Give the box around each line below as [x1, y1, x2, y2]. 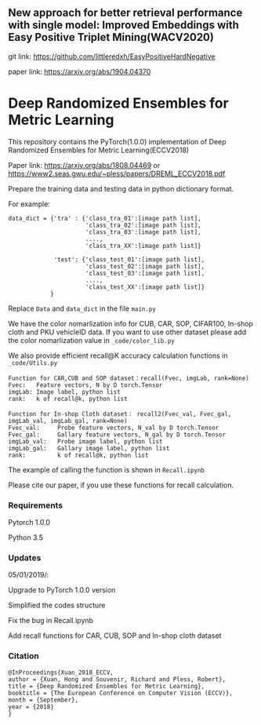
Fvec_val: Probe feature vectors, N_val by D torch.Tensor [8, 424, 219, 432]
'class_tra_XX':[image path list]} [85, 242, 201, 250]
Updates [8, 552, 42, 563]
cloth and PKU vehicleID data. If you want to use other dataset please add [8, 327, 247, 337]
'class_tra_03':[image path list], [85, 228, 201, 236]
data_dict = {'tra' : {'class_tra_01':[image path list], [8, 214, 201, 222]
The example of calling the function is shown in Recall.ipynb [8, 465, 205, 474]
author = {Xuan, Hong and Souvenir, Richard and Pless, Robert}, [8, 675, 226, 683]
